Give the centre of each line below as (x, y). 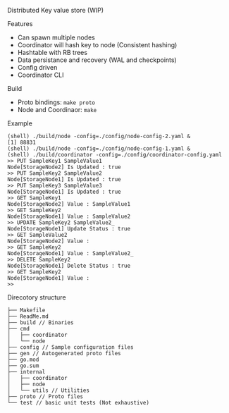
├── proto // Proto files (45, 397)
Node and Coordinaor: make (57, 110)
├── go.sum (23, 366)
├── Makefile (26, 310)
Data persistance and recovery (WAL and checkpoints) (97, 60)
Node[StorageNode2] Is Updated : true (64, 167)
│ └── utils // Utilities (49, 390)
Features (20, 24)
